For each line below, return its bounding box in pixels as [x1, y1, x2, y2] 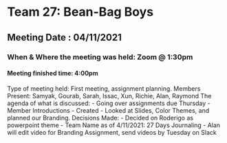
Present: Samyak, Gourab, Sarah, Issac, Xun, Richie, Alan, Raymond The [7, 91, 212, 100]
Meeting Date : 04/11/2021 [7, 32, 122, 43]
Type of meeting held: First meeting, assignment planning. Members [7, 84, 201, 93]
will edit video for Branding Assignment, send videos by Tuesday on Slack [7, 128, 217, 136]
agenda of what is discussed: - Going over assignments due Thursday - [7, 99, 211, 107]
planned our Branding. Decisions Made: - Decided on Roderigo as [7, 113, 194, 122]
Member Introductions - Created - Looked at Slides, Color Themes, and [7, 106, 210, 114]
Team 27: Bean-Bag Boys [7, 4, 153, 20]
